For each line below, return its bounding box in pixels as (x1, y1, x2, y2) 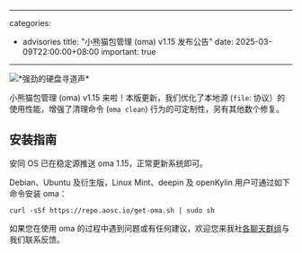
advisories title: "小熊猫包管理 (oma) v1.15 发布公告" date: (22, 37, 234, 47)
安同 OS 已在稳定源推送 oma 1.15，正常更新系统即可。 (9, 158, 209, 169)
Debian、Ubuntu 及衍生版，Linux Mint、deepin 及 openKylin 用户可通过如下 (9, 177, 290, 188)
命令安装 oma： (9, 188, 67, 198)
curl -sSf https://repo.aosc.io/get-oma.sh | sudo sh (9, 205, 216, 215)
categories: (9, 18, 51, 28)
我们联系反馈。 (9, 234, 65, 245)
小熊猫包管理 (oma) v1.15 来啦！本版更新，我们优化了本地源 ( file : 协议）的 (9, 92, 286, 103)
